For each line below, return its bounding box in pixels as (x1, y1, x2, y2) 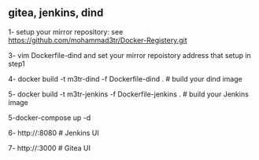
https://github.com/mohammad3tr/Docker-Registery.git (8, 35, 187, 45)
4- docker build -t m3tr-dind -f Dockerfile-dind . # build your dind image (8, 74, 242, 83)
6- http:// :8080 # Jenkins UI (8, 128, 100, 137)
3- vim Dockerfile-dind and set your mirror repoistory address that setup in (8, 50, 252, 60)
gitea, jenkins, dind (8, 6, 104, 20)
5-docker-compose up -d (8, 113, 91, 122)
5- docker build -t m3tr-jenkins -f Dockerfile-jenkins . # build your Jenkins (8, 89, 250, 99)
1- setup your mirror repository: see (8, 27, 124, 36)
